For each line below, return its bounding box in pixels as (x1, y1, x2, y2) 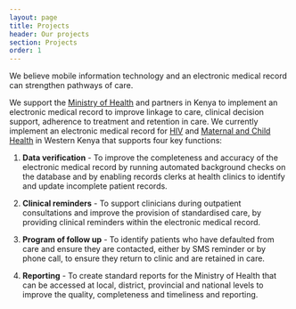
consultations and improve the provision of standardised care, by (21, 207, 261, 218)
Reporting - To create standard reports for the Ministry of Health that (21, 271, 277, 281)
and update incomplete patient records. (21, 181, 168, 191)
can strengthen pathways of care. (9, 80, 134, 91)
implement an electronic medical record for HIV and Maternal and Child (9, 126, 271, 136)
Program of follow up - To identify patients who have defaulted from (21, 234, 275, 245)
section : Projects (9, 37, 78, 47)
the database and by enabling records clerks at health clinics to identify (21, 171, 285, 183)
